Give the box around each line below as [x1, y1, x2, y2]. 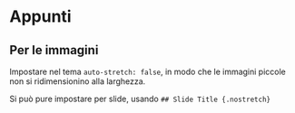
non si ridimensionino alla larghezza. [9, 76, 146, 87]
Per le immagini [9, 42, 99, 58]
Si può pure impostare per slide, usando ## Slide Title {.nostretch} [9, 93, 270, 104]
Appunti [9, 6, 72, 27]
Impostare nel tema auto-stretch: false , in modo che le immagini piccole [9, 66, 286, 77]
